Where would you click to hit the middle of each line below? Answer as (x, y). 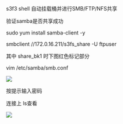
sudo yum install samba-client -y (46, 33)
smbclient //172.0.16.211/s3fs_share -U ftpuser (61, 44)
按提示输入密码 (24, 91)
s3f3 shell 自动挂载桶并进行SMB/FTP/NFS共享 (62, 8)
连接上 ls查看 (22, 103)
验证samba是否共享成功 (35, 21)
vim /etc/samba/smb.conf (37, 68)
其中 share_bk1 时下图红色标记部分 (48, 56)
